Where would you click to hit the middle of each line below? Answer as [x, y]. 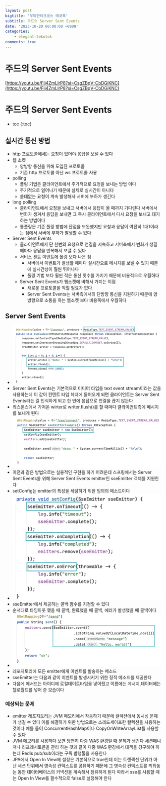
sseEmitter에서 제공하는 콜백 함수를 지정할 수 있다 [61, 604]
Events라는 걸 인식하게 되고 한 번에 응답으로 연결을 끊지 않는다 [73, 400]
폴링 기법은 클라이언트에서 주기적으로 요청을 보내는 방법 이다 [78, 184]
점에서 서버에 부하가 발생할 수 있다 [58, 233]
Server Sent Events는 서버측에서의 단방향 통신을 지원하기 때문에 [90, 294]
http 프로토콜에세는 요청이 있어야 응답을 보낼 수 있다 [62, 154]
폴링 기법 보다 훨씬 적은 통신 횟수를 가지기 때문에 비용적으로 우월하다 [93, 275]
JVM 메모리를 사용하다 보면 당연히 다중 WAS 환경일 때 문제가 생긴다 [78, 741]
